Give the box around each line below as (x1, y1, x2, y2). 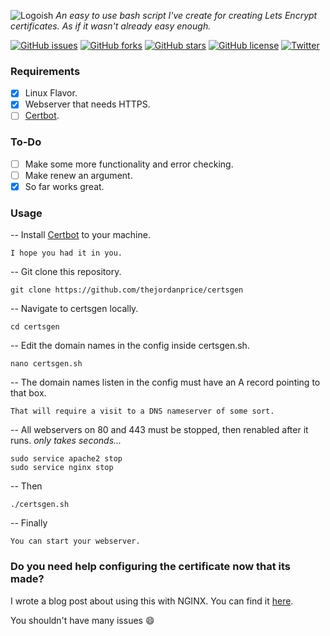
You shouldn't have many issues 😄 (10, 614, 155, 626)
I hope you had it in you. (10, 248, 123, 259)
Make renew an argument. (24, 169, 133, 181)
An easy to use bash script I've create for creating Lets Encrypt (55, 10, 318, 21)
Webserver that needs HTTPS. (24, 98, 151, 110)
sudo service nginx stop (10, 463, 114, 473)
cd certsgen (10, 322, 60, 332)
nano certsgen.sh (10, 359, 83, 369)
